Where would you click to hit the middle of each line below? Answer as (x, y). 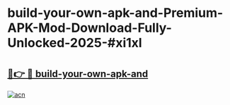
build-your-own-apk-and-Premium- (115, 13)
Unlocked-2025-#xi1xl (75, 43)
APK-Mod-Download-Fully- (90, 28)
